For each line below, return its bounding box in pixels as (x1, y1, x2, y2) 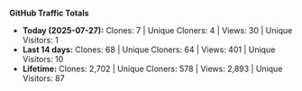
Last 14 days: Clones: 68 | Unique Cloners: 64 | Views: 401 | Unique (22, 44, 276, 55)
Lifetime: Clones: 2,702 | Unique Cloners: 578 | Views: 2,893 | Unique (22, 63, 283, 74)
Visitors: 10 (22, 54, 64, 64)
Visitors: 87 (22, 73, 65, 84)
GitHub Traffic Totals (9, 8, 89, 18)
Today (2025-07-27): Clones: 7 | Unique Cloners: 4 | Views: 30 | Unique (22, 25, 293, 35)
